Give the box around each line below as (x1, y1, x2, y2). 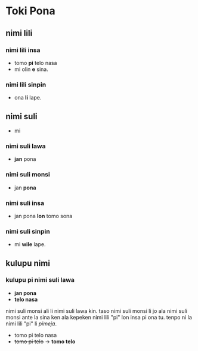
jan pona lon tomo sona (14, 212, 73, 219)
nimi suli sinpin (5, 227, 50, 235)
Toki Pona (5, 4, 55, 18)
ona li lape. (14, 94, 42, 101)
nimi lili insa (5, 46, 41, 54)
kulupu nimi (5, 258, 50, 268)
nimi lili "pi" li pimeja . (5, 320, 57, 327)
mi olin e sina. (14, 66, 49, 73)
